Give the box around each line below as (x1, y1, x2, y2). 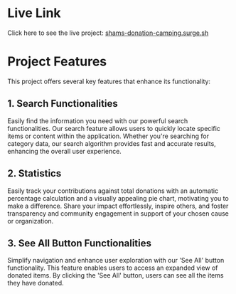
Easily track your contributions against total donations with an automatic (7, 187, 219, 195)
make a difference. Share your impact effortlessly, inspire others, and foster (7, 201, 229, 210)
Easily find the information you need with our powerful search (7, 116, 188, 125)
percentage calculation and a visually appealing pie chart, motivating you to (7, 194, 229, 202)
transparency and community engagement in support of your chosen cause (7, 209, 230, 218)
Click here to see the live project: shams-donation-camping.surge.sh (7, 28, 209, 37)
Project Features (7, 53, 107, 70)
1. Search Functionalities (7, 98, 119, 110)
